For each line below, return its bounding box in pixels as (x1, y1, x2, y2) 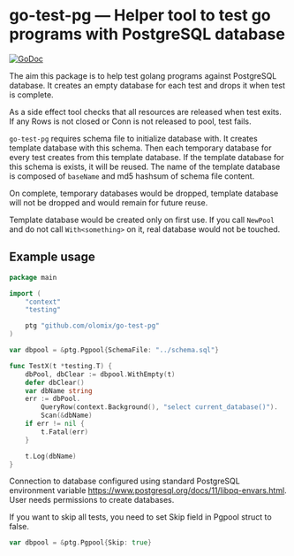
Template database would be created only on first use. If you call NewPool (9, 214, 275, 225)
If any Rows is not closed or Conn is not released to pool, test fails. (9, 116, 252, 127)
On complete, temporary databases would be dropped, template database (9, 188, 279, 198)
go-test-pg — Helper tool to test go (9, 5, 271, 26)
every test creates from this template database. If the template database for (9, 151, 284, 162)
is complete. (9, 89, 55, 100)
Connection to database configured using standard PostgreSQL (9, 475, 240, 487)
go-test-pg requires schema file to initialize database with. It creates (9, 133, 258, 143)
